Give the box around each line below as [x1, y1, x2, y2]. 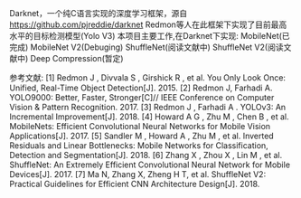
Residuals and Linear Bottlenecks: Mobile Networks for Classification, [9, 140, 268, 151]
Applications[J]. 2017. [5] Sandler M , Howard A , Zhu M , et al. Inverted [9, 130, 274, 141]
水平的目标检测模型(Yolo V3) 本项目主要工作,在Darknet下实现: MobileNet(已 [9, 31, 291, 41]
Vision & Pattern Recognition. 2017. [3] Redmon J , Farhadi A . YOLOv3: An [9, 102, 287, 112]
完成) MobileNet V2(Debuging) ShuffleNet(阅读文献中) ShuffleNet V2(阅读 [9, 42, 284, 52]
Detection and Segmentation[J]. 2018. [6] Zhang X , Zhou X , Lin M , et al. [9, 150, 283, 160]
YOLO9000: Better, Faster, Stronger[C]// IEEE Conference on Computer [9, 92, 275, 102]
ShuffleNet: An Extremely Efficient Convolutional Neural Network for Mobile [9, 159, 291, 170]
